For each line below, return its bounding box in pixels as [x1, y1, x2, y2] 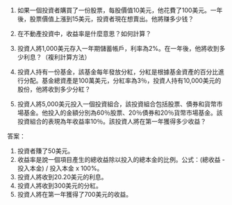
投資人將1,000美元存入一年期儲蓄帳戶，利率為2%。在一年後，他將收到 [17, 44, 219, 52]
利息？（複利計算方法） [23, 53, 91, 61]
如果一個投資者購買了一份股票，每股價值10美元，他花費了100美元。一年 [17, 6, 223, 14]
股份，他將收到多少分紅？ [17, 85, 91, 93]
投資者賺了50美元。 [17, 147, 74, 155]
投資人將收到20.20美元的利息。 [17, 173, 108, 181]
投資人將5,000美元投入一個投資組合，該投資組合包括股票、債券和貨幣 [17, 100, 217, 108]
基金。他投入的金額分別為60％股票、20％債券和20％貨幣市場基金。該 [23, 108, 224, 117]
